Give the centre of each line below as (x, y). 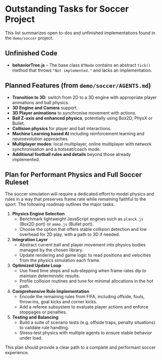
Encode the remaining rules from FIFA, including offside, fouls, (82, 297)
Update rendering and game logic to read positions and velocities (85, 255)
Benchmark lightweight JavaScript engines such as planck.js (81, 219)
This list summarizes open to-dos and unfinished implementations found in (80, 33)
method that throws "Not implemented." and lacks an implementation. (82, 70)
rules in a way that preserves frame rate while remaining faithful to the (76, 199)
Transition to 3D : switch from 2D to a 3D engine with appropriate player (84, 97)
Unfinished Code (31, 53)
